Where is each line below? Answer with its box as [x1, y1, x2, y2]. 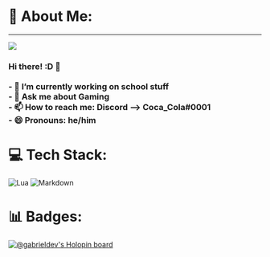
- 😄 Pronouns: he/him [8, 114, 96, 125]
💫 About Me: [8, 7, 93, 26]
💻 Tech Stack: [8, 146, 108, 164]
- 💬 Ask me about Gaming [8, 91, 110, 102]
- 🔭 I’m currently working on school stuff [8, 80, 170, 92]
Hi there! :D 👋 [8, 60, 61, 71]
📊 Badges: [8, 207, 83, 226]
